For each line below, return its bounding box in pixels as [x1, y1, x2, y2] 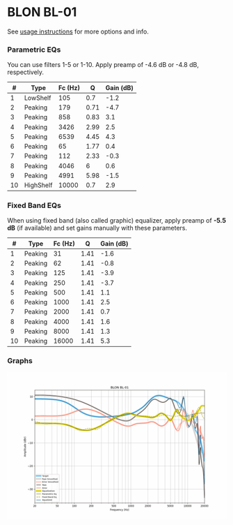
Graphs [7, 356, 33, 366]
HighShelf [24, 181, 53, 189]
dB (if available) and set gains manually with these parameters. [7, 224, 188, 232]
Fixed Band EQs [7, 200, 61, 210]
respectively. [7, 68, 44, 77]
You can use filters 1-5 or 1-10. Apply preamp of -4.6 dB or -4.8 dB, [7, 61, 200, 69]
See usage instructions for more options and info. [7, 27, 150, 36]
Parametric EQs [7, 45, 61, 54]
